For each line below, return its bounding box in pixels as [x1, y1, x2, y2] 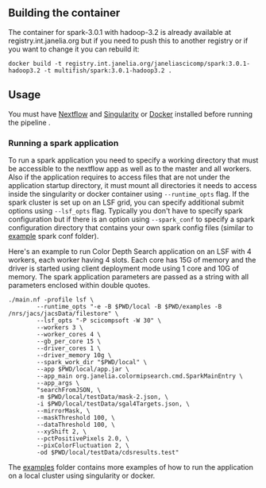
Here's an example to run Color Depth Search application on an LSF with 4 [8, 246, 252, 256]
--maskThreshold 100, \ [37, 413, 115, 421]
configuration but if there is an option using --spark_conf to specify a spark [8, 214, 256, 224]
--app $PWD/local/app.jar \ [37, 365, 129, 373]
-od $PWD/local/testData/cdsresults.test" [37, 448, 179, 456]
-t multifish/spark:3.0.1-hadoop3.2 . [43, 67, 172, 75]
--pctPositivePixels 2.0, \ [37, 434, 129, 443]
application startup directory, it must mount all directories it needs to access [8, 180, 257, 190]
